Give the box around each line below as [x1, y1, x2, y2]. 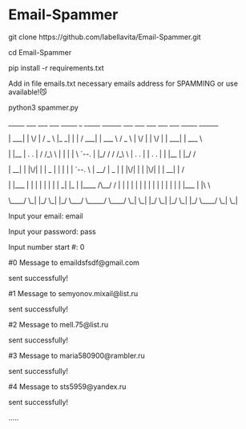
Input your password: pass [8, 227, 96, 236]
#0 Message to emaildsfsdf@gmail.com [8, 258, 140, 267]
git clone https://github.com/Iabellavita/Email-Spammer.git [8, 32, 202, 42]
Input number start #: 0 [8, 242, 85, 251]
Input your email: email [8, 210, 83, 221]
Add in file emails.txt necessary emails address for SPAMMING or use [8, 78, 239, 88]
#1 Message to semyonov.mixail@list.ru [8, 288, 139, 298]
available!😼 [8, 86, 47, 97]
